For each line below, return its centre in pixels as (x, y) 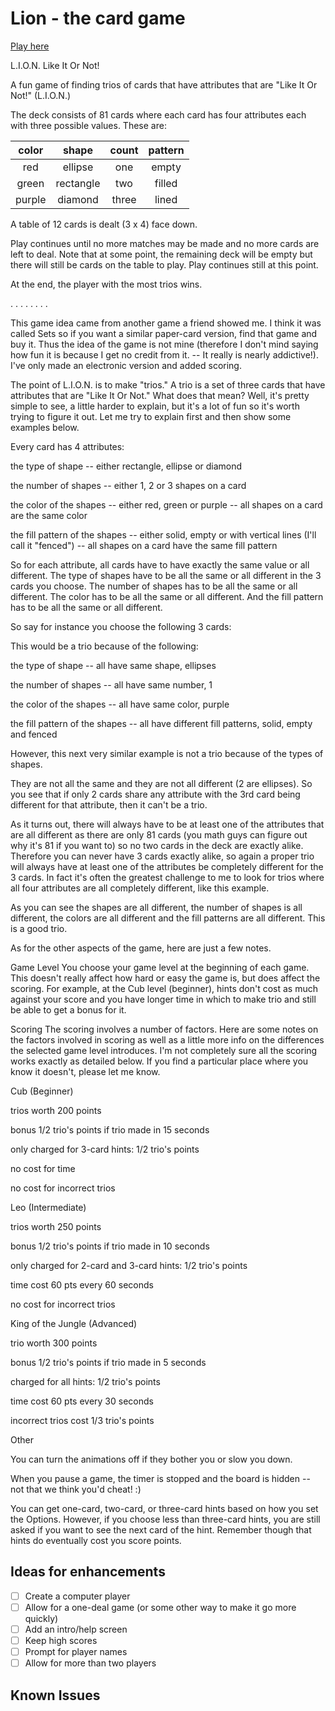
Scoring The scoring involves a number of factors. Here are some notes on (164, 1029)
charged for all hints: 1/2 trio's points (85, 1381)
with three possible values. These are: (88, 125)
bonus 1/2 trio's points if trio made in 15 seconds (110, 1129)
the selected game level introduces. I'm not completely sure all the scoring (164, 1050)
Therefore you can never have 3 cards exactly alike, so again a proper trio (162, 856)
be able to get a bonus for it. (68, 1009)
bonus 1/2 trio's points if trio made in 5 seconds (108, 1362)
